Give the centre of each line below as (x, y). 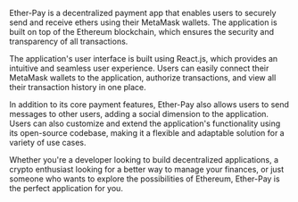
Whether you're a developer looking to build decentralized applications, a (144, 160)
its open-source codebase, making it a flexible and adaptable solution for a (147, 133)
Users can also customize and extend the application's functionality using (145, 123)
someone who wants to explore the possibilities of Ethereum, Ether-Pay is (145, 179)
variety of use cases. (48, 143)
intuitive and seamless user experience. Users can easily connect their (139, 68)
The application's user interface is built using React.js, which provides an (144, 59)
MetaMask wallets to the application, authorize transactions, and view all (143, 78)
